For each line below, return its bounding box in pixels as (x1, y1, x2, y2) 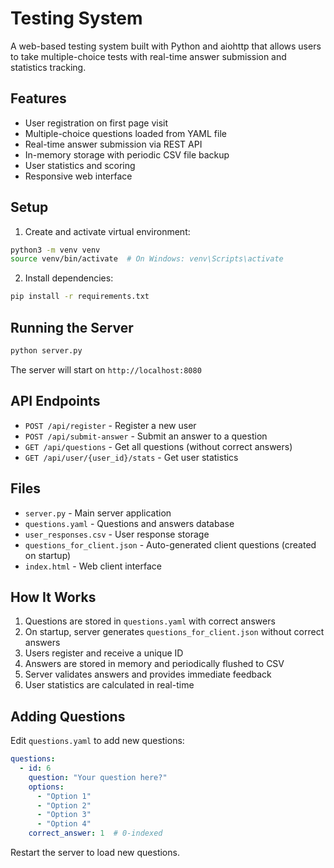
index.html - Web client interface (24, 560, 162, 572)
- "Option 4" (36, 819, 92, 829)
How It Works (10, 588, 97, 606)
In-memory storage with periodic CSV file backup (24, 148, 230, 161)
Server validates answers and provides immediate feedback (24, 668, 272, 681)
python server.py (10, 346, 83, 356)
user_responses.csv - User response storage (24, 528, 210, 540)
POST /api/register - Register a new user (24, 419, 197, 431)
